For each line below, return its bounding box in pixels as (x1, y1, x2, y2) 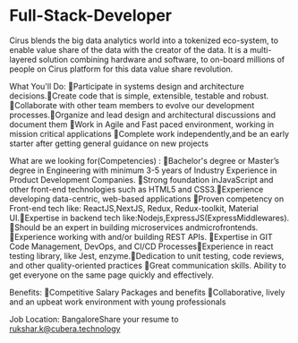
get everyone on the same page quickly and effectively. (9, 270, 215, 280)
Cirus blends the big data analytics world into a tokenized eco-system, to (9, 35, 279, 46)
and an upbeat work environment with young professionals (9, 296, 226, 307)
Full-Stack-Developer (9, 5, 173, 26)
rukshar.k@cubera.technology (9, 323, 121, 334)
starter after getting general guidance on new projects (9, 138, 209, 149)
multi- (250, 44, 272, 55)
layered (9, 54, 38, 64)
